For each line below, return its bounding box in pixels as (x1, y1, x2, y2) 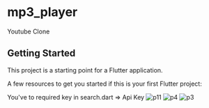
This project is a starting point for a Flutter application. (7, 65, 163, 74)
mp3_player (7, 4, 78, 20)
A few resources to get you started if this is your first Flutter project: (7, 79, 202, 88)
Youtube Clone (7, 27, 50, 36)
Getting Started (7, 47, 76, 59)
